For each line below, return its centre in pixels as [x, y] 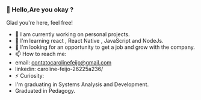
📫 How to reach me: [41, 54]
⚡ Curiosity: [29, 76]
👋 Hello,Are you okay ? [40, 10]
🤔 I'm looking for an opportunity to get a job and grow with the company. [105, 47]
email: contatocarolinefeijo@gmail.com [63, 63]
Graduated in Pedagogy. [45, 91]
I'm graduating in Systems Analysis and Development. [82, 84]
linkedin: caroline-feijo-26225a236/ [59, 69]
